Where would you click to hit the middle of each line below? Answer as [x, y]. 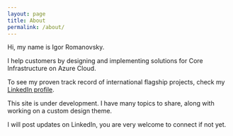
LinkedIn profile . [31, 90]
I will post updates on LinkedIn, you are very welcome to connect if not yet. [117, 125]
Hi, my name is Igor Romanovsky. [56, 47]
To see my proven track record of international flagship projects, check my [116, 82]
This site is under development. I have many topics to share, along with [111, 103]
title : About [27, 21]
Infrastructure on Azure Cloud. [52, 69]
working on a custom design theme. [59, 111]
